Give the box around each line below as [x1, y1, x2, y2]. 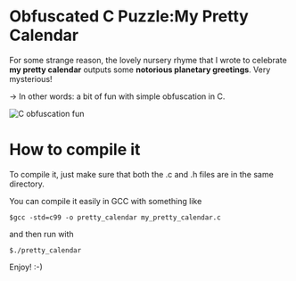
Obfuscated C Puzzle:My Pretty [9, 6, 250, 27]
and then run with [9, 228, 74, 239]
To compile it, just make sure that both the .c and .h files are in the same [9, 169, 274, 179]
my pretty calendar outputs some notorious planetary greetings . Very [9, 64, 271, 75]
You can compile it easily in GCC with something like [9, 195, 202, 206]
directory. [9, 178, 45, 189]
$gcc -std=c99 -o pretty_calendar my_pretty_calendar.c [9, 212, 221, 222]
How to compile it [9, 140, 141, 160]
